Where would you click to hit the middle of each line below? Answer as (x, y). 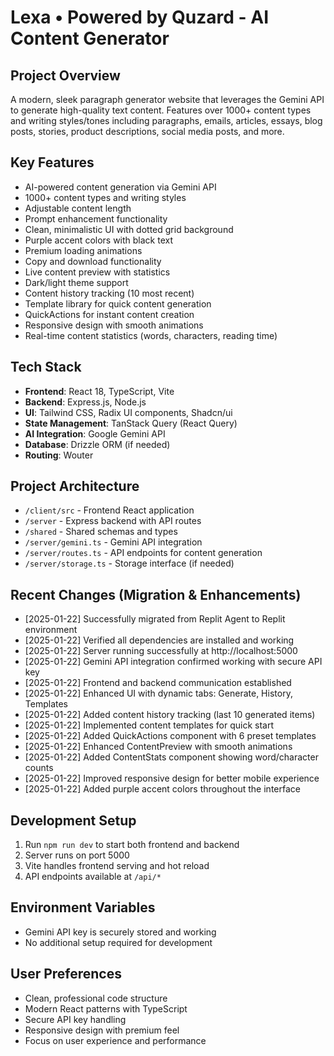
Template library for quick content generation (118, 303)
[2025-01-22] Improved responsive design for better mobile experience (172, 778)
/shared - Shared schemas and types (101, 532)
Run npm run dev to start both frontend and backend (132, 845)
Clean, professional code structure (96, 998)
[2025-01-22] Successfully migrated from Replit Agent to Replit (155, 619)
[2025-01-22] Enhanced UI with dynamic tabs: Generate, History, (158, 693)
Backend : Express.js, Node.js (85, 402)
